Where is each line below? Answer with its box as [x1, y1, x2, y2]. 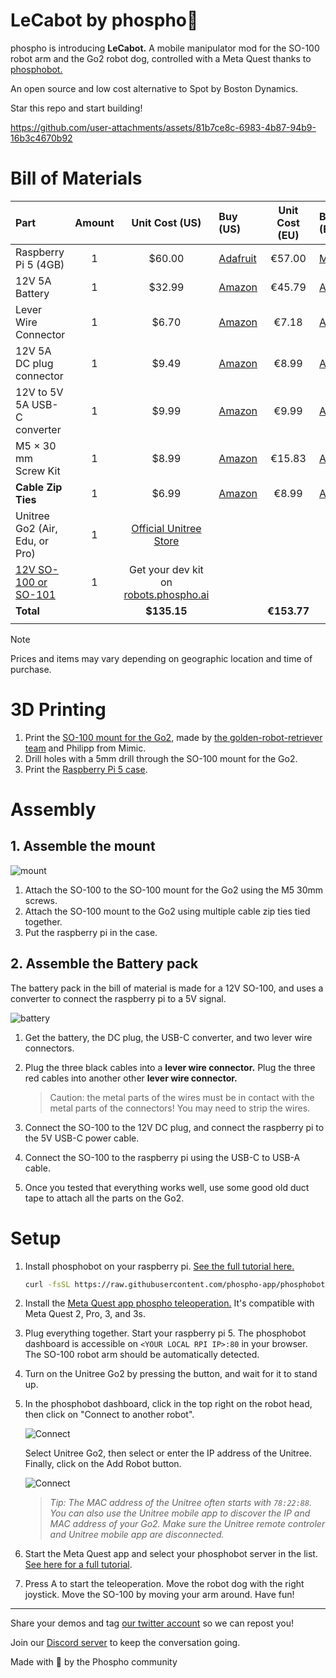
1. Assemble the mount [10, 838, 156, 855]
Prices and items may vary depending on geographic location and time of [10, 652, 313, 664]
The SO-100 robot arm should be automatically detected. [24, 1349, 260, 1361]
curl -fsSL [24, 1279, 71, 1289]
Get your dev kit [129, 562, 204, 576]
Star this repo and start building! [10, 102, 143, 114]
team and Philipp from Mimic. [24, 742, 147, 754]
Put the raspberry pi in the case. [24, 926, 158, 938]
